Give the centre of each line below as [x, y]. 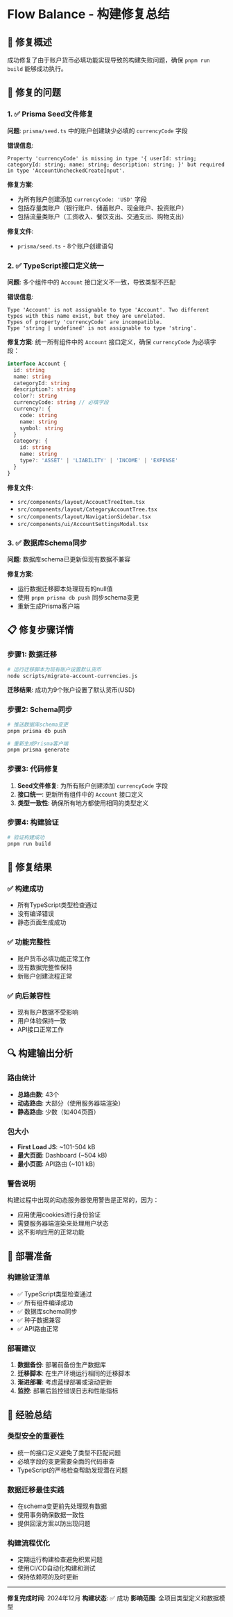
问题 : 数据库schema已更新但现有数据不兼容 [69, 559]
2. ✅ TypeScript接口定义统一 [55, 266]
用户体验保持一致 [42, 1020]
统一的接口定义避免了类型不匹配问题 [69, 1453]
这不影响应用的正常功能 [51, 1232]
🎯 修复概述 [29, 42]
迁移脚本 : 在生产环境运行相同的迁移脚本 [74, 1373]
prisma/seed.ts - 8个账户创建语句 [66, 246]
